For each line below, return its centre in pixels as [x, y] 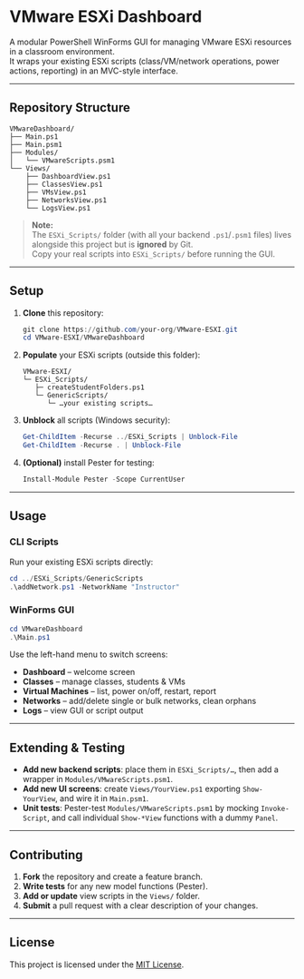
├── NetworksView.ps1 [66, 200]
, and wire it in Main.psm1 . [102, 798]
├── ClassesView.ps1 [64, 184]
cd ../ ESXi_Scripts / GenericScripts [76, 578]
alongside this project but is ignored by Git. [112, 244]
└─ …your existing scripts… [100, 404]
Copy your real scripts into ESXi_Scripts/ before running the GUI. [153, 254]
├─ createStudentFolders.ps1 [90, 387]
